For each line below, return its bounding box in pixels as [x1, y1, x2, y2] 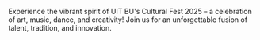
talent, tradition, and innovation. [8, 24, 113, 32]
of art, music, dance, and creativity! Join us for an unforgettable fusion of [8, 15, 248, 24]
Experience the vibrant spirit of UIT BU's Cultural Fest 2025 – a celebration [8, 7, 252, 16]
